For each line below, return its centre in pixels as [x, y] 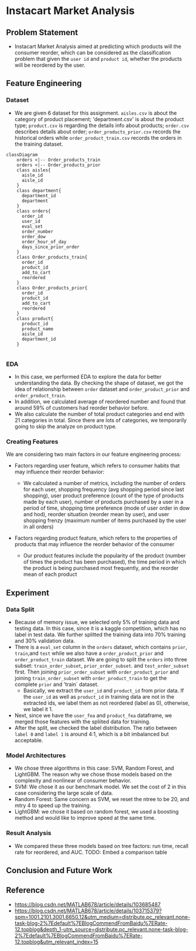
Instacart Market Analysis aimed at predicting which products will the [98, 46]
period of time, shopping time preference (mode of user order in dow [106, 508]
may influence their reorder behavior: [59, 472]
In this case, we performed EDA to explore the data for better [88, 376]
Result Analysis [29, 833]
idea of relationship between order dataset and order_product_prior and [102, 389]
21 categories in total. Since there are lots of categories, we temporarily [101, 420]
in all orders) [38, 527]
